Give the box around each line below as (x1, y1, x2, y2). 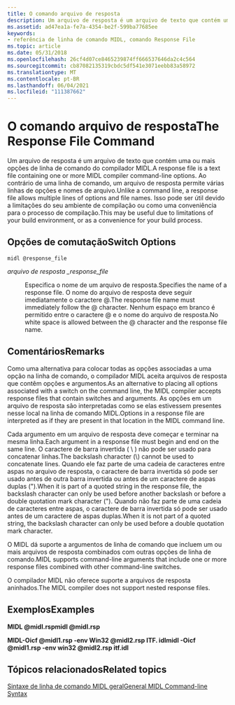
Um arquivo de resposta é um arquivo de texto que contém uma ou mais (7, 157, 215, 165)
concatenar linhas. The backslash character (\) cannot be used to (7, 452, 194, 461)
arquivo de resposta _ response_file (7, 267, 108, 275)
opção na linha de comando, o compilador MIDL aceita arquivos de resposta (7, 372, 227, 380)
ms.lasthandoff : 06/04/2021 (7, 82, 90, 89)
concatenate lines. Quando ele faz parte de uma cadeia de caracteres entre (7, 459, 225, 468)
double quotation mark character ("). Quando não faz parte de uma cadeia (7, 496, 222, 505)
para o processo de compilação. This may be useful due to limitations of (7, 209, 214, 217)
